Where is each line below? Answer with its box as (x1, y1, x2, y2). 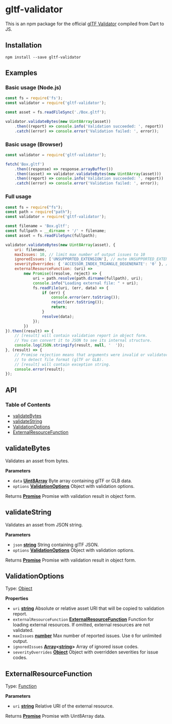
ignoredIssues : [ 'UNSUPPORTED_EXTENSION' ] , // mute (14, 257, 127, 262)
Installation (5, 41, 42, 50)
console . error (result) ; (14, 367, 66, 372)
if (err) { (41, 290, 66, 295)
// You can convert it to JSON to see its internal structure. (14, 338, 153, 343)
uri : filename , (14, 247, 47, 252)
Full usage (5, 193, 32, 200)
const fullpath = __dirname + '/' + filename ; (5, 228, 106, 233)
